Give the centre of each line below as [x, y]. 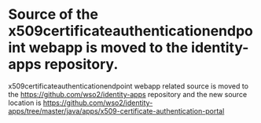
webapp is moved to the [108, 48]
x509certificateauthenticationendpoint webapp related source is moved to [129, 86]
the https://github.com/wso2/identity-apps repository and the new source [128, 94]
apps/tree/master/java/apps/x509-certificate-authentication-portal [116, 110]
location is [25, 103]
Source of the [53, 14]
